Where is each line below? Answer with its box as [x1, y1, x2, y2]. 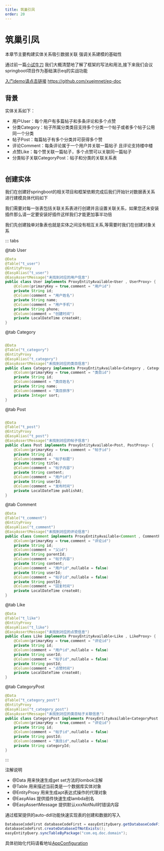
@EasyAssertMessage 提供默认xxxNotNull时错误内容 [12, 802, 119, 807]
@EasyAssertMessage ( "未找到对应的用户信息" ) [5, 275, 90, 280]
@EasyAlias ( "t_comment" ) [5, 525, 56, 530]
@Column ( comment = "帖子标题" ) [14, 456, 75, 461]
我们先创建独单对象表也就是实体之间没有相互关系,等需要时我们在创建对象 [5, 222, 152, 228]
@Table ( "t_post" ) [5, 425, 41, 429]
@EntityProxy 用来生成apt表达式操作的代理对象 [12, 789, 107, 795]
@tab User [5, 247, 27, 253]
